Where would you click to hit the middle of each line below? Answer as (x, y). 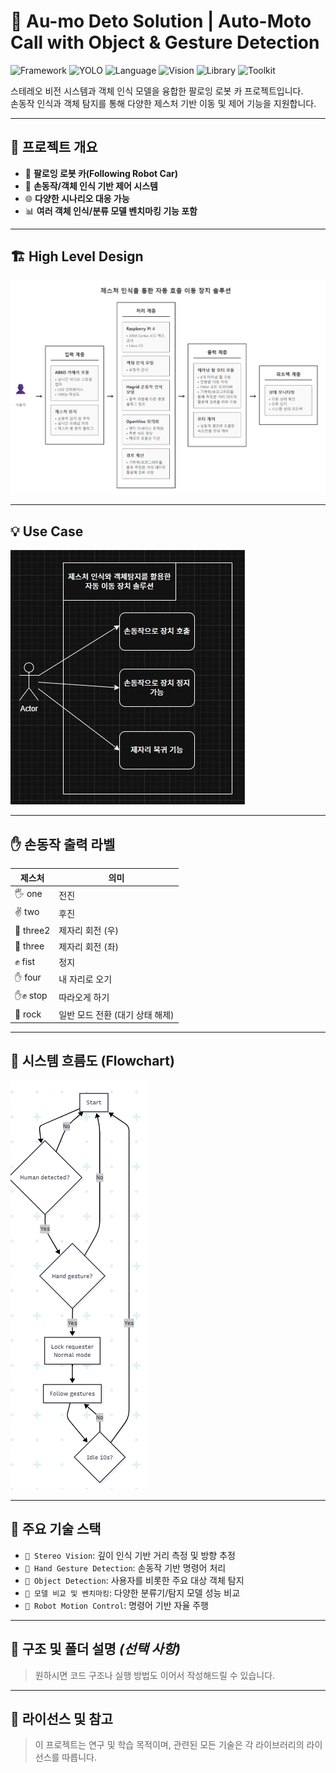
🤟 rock (28, 1014)
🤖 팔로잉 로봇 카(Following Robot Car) (101, 173)
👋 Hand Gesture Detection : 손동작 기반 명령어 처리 (125, 1567)
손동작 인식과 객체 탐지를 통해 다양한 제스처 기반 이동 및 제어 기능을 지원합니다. (163, 103)
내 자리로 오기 (85, 979)
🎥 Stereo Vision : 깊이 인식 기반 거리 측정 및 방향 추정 (130, 1555)
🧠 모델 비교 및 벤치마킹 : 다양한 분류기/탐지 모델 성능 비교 (132, 1592)
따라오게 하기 (84, 997)
